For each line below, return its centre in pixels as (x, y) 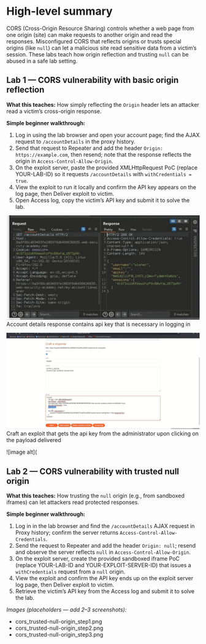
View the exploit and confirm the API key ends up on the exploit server (104, 578)
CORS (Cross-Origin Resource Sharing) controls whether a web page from (100, 28)
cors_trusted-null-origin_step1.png (59, 621)
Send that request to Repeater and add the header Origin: (89, 148)
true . (22, 180)
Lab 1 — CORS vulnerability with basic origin (93, 80)
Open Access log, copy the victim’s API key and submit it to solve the (102, 200)
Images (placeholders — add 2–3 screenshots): (67, 610)
